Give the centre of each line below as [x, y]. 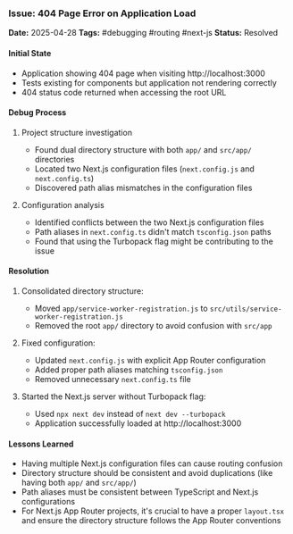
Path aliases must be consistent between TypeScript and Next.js [140, 492]
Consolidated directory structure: [82, 291]
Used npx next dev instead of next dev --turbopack [130, 413]
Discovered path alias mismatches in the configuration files [143, 188]
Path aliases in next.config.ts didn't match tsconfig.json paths [153, 231]
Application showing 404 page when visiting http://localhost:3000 [143, 73]
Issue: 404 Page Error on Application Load [102, 13]
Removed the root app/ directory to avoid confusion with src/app [153, 325]
